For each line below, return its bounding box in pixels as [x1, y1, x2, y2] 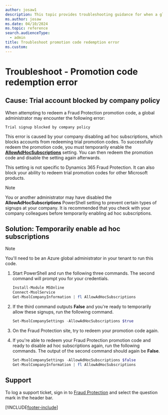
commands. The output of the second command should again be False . [12, 348, 160, 354]
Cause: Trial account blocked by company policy [5, 96, 160, 105]
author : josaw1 [5, 7, 37, 12]
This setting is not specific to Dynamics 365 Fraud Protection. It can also [5, 164, 155, 170]
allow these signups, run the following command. [12, 309, 114, 315]
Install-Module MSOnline [12, 285, 64, 290]
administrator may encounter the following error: [5, 115, 105, 121]
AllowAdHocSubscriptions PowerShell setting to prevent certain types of [5, 199, 157, 205]
